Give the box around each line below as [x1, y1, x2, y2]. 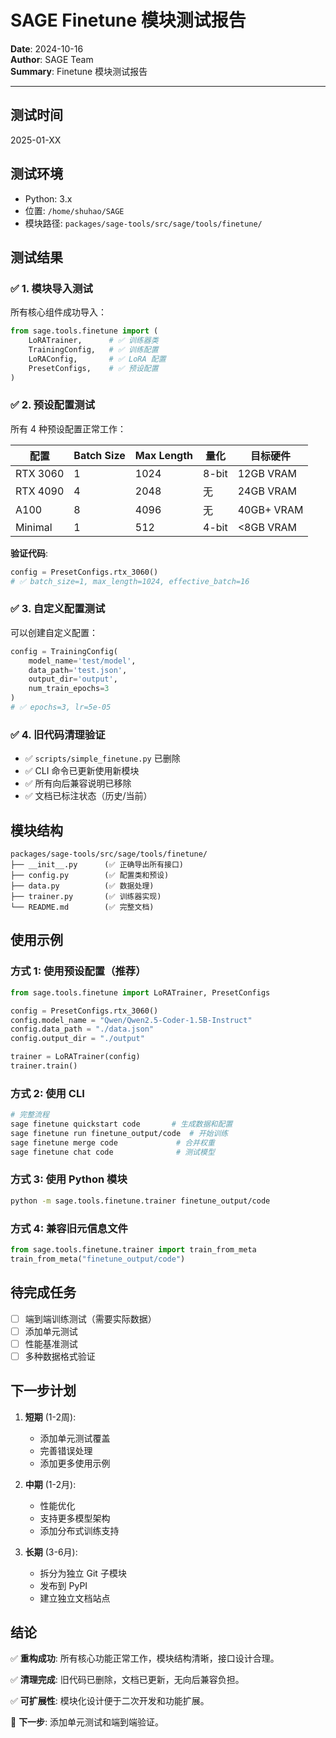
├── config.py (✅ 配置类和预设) [10, 871, 170, 881]
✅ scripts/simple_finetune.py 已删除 [24, 752, 181, 765]
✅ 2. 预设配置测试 [10, 398, 96, 412]
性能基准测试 [24, 1337, 78, 1350]
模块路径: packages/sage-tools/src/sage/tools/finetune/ [24, 217, 263, 229]
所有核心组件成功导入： [10, 306, 107, 318]
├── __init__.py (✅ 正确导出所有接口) [10, 860, 184, 870]
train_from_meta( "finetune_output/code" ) [10, 1254, 186, 1264]
